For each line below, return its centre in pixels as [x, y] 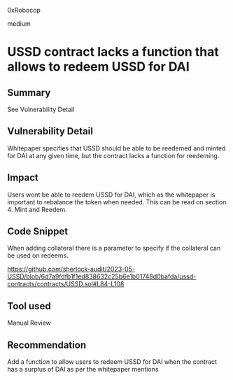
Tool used [29, 306]
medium [19, 23]
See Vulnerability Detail [41, 109]
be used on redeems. [38, 255]
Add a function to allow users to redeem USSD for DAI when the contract [112, 362]
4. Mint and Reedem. [37, 209]
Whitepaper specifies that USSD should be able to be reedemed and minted [116, 148]
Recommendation [47, 345]
